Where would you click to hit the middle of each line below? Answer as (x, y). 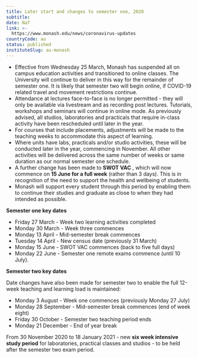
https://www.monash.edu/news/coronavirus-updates (74, 34)
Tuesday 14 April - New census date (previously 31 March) (86, 241)
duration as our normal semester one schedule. (72, 161)
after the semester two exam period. (50, 349)
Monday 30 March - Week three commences (69, 228)
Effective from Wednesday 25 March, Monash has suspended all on (97, 67)
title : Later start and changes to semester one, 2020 (75, 12)
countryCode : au (26, 39)
